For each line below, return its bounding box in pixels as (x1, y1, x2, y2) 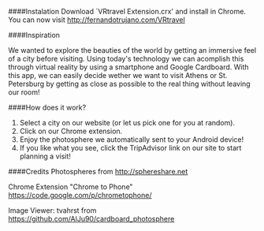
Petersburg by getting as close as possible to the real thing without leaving (8, 79, 251, 88)
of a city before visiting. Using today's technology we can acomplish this (8, 54, 244, 63)
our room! (8, 88, 40, 97)
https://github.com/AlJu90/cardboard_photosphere (8, 214, 175, 223)
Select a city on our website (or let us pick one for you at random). (19, 118, 235, 127)
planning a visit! (19, 151, 71, 161)
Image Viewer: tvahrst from (8, 206, 97, 215)
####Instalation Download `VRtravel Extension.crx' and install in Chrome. (8, 7, 247, 16)
